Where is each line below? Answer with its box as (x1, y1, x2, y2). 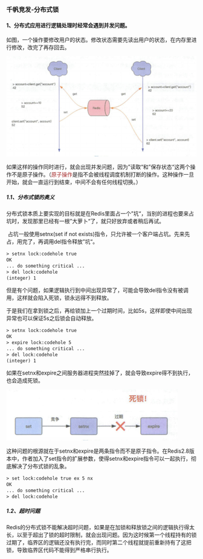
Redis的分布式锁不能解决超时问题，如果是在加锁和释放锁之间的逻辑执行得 (6, 523, 190, 530)
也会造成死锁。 (6, 376, 43, 384)
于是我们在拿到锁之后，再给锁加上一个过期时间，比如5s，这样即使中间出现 (6, 307, 192, 314)
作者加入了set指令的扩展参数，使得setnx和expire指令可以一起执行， (22, 455, 192, 462)
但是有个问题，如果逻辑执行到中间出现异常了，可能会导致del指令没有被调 (6, 286, 189, 294)
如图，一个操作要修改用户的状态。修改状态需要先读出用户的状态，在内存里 (6, 36, 192, 44)
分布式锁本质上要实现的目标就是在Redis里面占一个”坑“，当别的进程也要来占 (6, 209, 195, 217)
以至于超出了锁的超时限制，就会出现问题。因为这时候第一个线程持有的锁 (16, 531, 197, 538)
